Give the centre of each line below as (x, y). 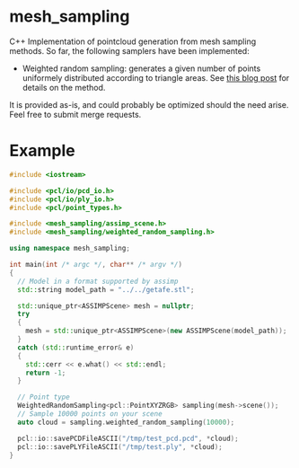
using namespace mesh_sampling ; (70, 249)
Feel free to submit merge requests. (75, 114)
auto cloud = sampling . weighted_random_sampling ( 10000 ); (126, 422)
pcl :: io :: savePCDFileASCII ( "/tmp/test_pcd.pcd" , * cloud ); (128, 438)
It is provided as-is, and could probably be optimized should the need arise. (149, 104)
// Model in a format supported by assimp (98, 281)
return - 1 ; (46, 373)
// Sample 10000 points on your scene (90, 414)
